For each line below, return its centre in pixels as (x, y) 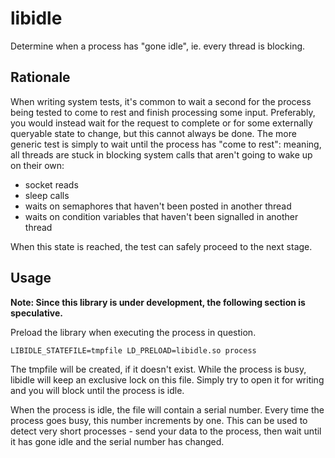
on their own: (37, 165)
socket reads (51, 184)
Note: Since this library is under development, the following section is (158, 302)
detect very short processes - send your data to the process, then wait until (166, 431)
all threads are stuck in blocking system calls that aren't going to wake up (161, 154)
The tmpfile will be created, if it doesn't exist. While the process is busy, (158, 369)
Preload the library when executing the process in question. (133, 332)
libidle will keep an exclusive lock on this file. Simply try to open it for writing (167, 379)
